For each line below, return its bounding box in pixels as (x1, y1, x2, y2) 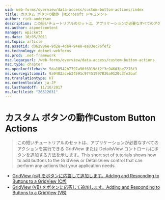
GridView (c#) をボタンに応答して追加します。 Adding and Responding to (12, 173, 160, 179)
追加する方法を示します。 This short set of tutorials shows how (30, 152, 156, 158)
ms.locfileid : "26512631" (5, 89, 58, 94)
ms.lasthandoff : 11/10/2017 (5, 85, 63, 90)
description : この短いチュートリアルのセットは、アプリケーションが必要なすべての (5, 21, 154, 26)
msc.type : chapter (5, 62, 43, 67)
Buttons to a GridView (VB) (12, 190, 67, 196)
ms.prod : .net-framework (5, 53, 56, 58)
